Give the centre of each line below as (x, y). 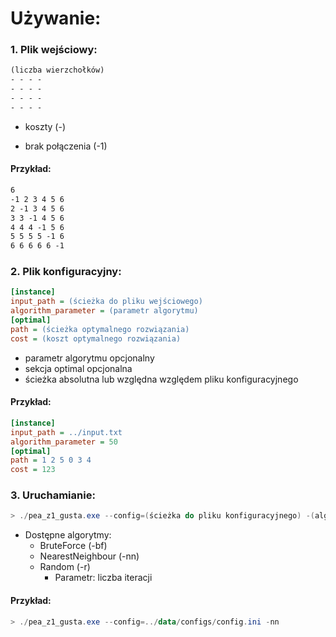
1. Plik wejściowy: (54, 50)
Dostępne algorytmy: (68, 535)
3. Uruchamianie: (53, 495)
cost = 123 (33, 470)
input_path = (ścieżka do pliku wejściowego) (106, 302)
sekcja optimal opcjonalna (78, 368)
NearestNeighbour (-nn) (89, 556)
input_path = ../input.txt (66, 432)
